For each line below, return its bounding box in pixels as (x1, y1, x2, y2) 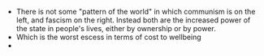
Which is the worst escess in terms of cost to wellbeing (15, 32, 201, 42)
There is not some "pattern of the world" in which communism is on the (15, 7, 256, 16)
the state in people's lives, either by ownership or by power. (15, 24, 217, 33)
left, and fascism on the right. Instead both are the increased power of (15, 15, 251, 25)
